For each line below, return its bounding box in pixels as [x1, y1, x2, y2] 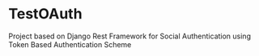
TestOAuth [8, 5, 83, 23]
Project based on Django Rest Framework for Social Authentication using [8, 31, 251, 41]
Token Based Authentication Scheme [8, 39, 132, 49]
